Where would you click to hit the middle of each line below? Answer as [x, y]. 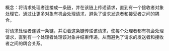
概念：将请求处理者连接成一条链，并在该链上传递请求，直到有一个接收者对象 [84, 7]
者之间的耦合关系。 [25, 43]
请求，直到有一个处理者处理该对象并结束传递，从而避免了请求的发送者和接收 [84, 37]
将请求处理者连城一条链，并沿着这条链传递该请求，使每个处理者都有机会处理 [84, 31]
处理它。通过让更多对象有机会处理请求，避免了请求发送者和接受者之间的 [80, 14]
